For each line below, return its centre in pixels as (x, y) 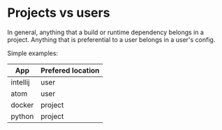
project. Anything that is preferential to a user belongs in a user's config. (111, 39)
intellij (20, 82)
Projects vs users (59, 13)
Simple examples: (32, 53)
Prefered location (70, 70)
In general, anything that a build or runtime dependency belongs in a (106, 32)
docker (22, 105)
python (22, 116)
